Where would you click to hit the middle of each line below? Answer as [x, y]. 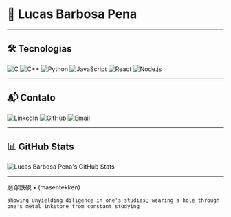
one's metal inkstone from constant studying [73, 207]
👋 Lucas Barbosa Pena [72, 14]
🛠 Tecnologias [40, 49]
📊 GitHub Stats [41, 146]
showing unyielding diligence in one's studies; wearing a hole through [113, 200]
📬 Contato [32, 98]
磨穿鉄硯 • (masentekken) [44, 187]
